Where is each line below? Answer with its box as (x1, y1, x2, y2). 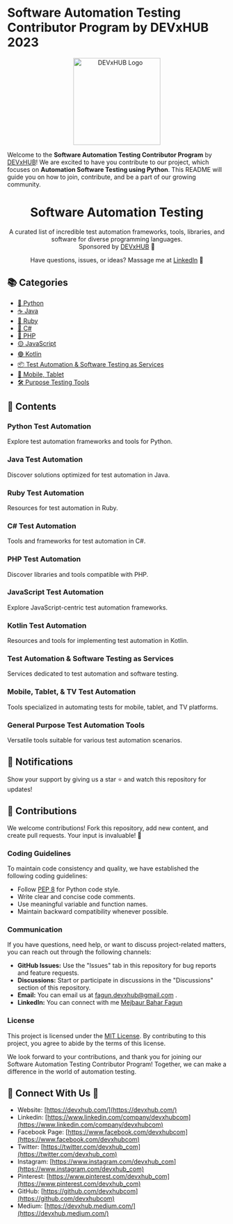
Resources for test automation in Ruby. (7, 503, 118, 512)
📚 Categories (7, 277, 68, 289)
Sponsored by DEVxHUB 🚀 (79, 242, 155, 251)
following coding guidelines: (7, 871, 88, 880)
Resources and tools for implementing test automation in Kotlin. (7, 637, 189, 645)
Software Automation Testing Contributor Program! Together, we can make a (7, 1060, 227, 1068)
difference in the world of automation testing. (7, 1067, 137, 1076)
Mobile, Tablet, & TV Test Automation (7, 687, 136, 697)
